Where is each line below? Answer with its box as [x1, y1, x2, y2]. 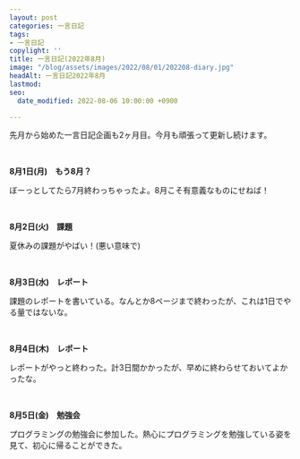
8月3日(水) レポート [9, 276, 89, 287]
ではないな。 [24, 307, 73, 318]
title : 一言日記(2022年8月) [9, 55, 106, 64]
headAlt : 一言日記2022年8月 [9, 72, 106, 81]
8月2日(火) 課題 [9, 221, 73, 233]
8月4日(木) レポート [9, 344, 90, 354]
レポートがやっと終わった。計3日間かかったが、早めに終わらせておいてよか [9, 362, 288, 373]
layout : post [9, 13, 58, 22]
